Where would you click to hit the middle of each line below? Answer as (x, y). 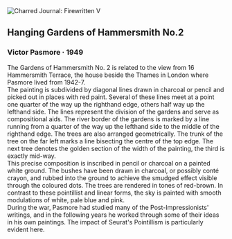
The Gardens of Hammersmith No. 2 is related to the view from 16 (101, 67)
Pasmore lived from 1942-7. (46, 82)
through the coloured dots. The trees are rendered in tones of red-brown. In (115, 185)
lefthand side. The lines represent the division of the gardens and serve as (113, 112)
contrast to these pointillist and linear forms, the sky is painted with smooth (114, 193)
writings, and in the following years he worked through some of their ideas (113, 215)
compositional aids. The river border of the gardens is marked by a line (108, 119)
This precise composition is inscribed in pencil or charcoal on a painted (109, 163)
